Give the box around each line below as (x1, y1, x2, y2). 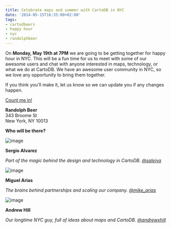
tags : (5, 17, 17, 22)
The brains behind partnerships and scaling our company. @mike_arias (5, 187, 156, 193)
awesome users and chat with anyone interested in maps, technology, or (5, 61, 158, 67)
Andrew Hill (5, 207, 31, 213)
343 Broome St (5, 112, 37, 118)
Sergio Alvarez (5, 147, 37, 153)
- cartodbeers (5, 21, 36, 27)
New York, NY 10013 (5, 118, 48, 124)
